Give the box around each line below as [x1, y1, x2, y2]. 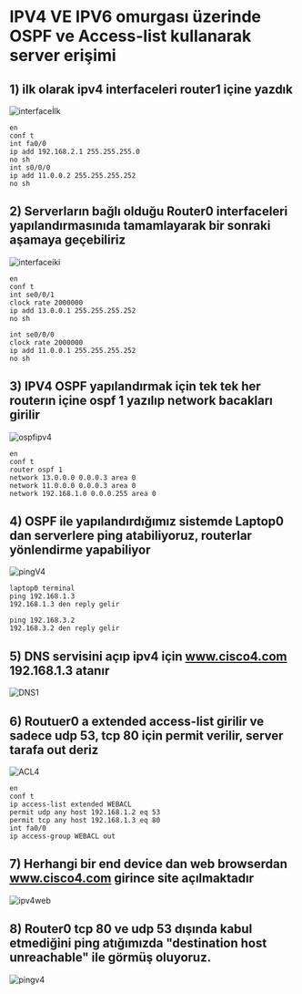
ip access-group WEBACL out [9, 832, 116, 841]
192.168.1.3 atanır [9, 663, 110, 678]
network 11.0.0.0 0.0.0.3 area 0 [9, 481, 136, 490]
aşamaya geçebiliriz [9, 233, 126, 248]
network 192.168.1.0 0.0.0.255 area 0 [9, 489, 156, 498]
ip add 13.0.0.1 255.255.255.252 [9, 305, 136, 316]
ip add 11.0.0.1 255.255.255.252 [9, 346, 136, 355]
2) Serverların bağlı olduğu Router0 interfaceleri [9, 203, 288, 220]
